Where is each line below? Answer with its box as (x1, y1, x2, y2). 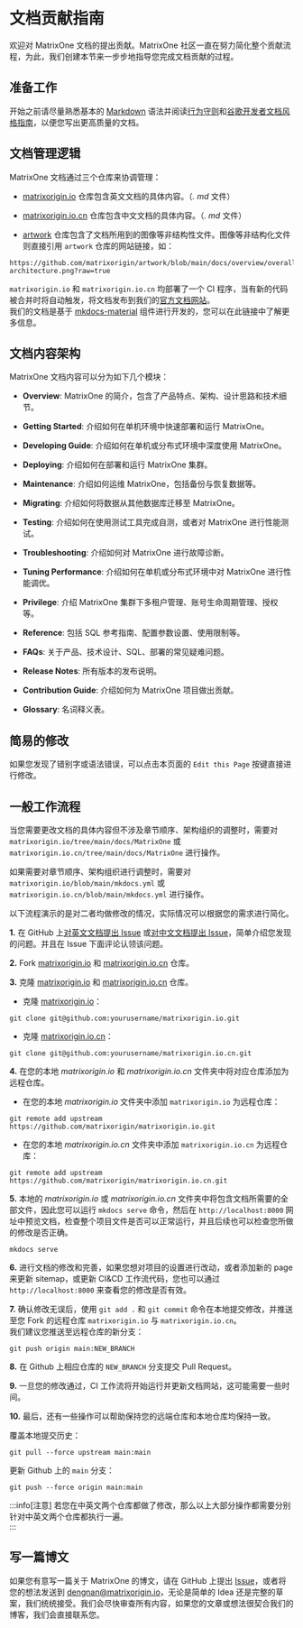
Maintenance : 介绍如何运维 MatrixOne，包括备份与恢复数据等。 (22, 479, 262, 490)
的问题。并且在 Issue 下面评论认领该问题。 (9, 939, 169, 949)
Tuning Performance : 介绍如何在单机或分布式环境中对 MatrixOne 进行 (22, 566, 284, 577)
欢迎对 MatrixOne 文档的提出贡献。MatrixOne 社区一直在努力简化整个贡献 (9, 40, 284, 51)
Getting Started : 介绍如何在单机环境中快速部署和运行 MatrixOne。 (22, 421, 270, 432)
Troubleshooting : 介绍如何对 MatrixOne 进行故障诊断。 (22, 547, 229, 558)
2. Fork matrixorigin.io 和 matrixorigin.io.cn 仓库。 (9, 958, 194, 968)
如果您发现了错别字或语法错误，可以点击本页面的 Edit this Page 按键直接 (9, 759, 284, 769)
